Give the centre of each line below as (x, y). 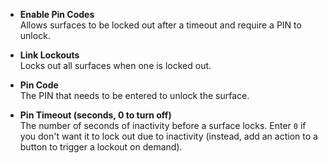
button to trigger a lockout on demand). (101, 147)
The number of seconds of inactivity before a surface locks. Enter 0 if (163, 125)
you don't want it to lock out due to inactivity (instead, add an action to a (168, 136)
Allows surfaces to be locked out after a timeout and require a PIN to (160, 25)
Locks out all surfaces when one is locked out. (115, 65)
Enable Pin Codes (57, 14)
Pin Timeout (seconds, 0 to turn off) (95, 115)
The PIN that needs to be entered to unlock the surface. (134, 95)
